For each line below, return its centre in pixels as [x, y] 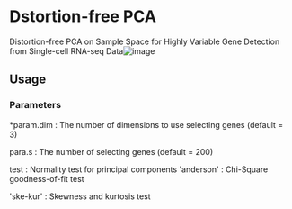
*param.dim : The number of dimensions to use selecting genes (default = [146, 124]
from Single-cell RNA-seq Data [66, 50]
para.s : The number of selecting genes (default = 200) [111, 151]
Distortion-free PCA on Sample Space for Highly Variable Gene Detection [145, 41]
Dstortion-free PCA [83, 17]
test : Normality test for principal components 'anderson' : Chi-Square [139, 169]
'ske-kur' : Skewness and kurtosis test [80, 196]
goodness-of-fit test [47, 178]
